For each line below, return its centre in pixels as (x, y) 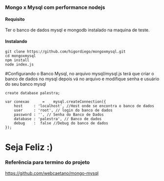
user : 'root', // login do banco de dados (63, 110)
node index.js (20, 65)
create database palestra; (33, 93)
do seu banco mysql (26, 84)
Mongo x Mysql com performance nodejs (55, 7)
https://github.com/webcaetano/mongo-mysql (52, 173)
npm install (17, 60)
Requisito (15, 19)
